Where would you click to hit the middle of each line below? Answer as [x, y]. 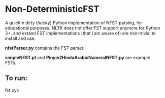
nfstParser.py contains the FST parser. [45, 48]
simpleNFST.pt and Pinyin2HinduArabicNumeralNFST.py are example [78, 57]
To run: [16, 78]
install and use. [20, 38]
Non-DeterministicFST [52, 9]
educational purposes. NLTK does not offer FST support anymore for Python [83, 28]
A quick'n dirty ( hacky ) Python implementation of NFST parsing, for [74, 23]
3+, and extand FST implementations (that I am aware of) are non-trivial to [81, 33]
